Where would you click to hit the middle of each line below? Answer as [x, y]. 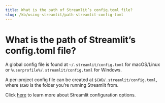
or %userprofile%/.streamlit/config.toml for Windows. [63, 70]
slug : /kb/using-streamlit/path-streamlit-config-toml [64, 15]
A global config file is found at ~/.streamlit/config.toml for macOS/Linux [83, 64]
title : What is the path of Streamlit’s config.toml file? [69, 10]
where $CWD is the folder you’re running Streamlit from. [62, 85]
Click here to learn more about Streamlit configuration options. [71, 95]
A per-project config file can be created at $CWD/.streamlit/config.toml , [81, 80]
